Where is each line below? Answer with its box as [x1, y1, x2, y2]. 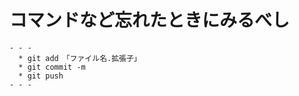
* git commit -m [18, 62, 86, 72]
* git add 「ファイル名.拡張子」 [18, 53, 142, 63]
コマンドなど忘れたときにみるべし [9, 9, 291, 32]
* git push [18, 71, 64, 81]
